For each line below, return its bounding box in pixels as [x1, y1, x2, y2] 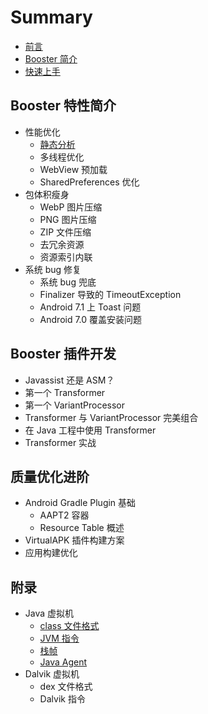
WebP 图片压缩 [39, 201, 103, 213]
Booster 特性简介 [10, 97, 117, 115]
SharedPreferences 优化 [39, 176, 140, 188]
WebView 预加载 [39, 163, 108, 175]
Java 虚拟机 [24, 607, 75, 620]
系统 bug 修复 [24, 263, 82, 275]
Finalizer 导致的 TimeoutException [39, 288, 182, 300]
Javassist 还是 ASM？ [24, 374, 115, 386]
